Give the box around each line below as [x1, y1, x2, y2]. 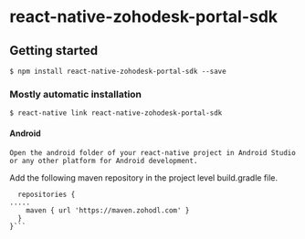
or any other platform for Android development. [9, 156, 198, 165]
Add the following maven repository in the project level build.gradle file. [9, 171, 279, 183]
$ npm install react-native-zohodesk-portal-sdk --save [9, 67, 226, 76]
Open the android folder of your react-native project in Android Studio [9, 148, 297, 157]
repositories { [17, 190, 76, 199]
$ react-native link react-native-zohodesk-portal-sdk [9, 109, 223, 118]
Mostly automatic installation [9, 88, 142, 100]
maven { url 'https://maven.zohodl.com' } [26, 205, 190, 215]
